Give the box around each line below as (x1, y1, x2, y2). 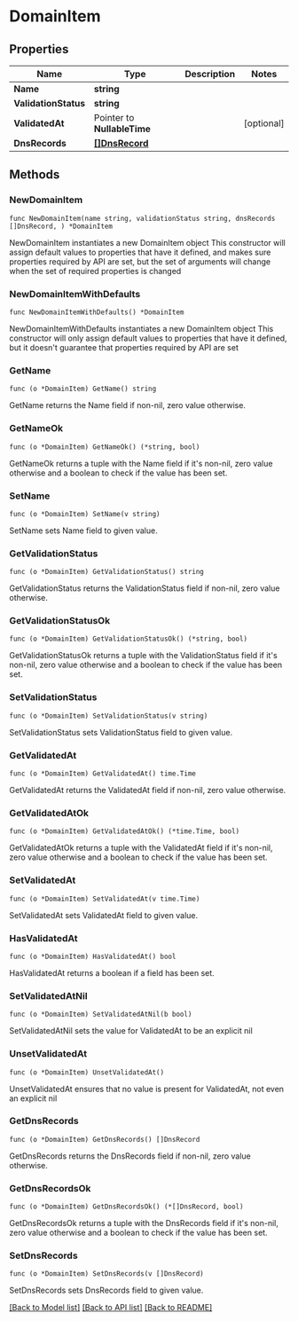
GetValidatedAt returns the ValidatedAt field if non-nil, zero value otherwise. (9, 785, 286, 796)
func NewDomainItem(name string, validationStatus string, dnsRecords (9, 214, 276, 223)
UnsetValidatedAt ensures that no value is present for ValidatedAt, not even (9, 1083, 285, 1094)
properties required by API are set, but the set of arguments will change (9, 256, 271, 267)
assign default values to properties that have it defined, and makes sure (9, 247, 271, 257)
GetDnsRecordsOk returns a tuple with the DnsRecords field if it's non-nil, (9, 1218, 279, 1229)
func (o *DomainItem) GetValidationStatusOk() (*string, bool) (9, 634, 248, 644)
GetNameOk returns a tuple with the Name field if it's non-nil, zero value (9, 458, 273, 468)
